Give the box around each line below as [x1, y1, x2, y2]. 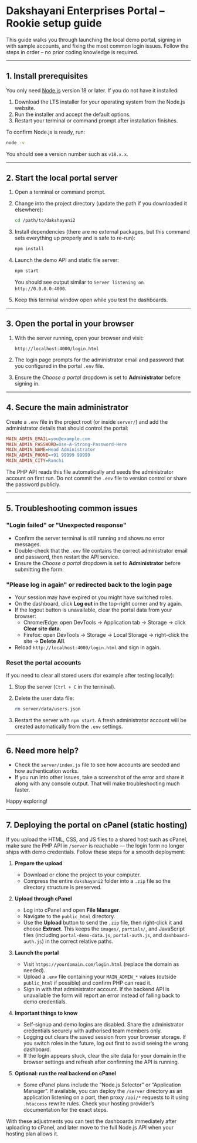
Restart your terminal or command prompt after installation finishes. [14, 117, 178, 124]
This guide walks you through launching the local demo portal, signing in [6, 36, 182, 43]
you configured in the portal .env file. [14, 362, 104, 369]
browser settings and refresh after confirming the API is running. [23, 1058, 179, 1065]
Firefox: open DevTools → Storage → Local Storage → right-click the [23, 632, 189, 639]
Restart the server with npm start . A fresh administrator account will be [14, 717, 186, 724]
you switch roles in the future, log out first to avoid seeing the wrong [23, 1039, 189, 1046]
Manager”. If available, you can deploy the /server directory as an [23, 1087, 183, 1094]
